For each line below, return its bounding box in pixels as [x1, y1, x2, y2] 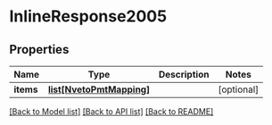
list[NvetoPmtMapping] [47, 83, 150, 96]
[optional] [218, 83, 260, 96]
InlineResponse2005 [9, 6, 168, 27]
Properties [9, 42, 70, 57]
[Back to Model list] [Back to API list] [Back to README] [9, 106, 214, 117]
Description [158, 69, 210, 80]
